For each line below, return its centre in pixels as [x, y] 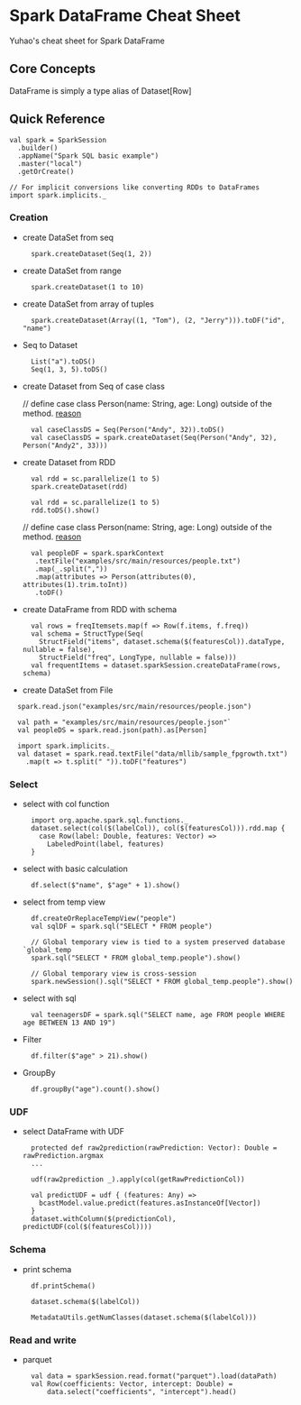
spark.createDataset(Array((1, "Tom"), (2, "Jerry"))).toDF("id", [158, 320]
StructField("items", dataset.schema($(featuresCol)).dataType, [162, 641]
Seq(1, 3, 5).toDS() [69, 369]
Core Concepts [53, 69]
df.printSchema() [64, 1286]
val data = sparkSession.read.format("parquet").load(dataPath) [154, 1376]
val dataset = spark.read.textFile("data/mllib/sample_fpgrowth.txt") [153, 754]
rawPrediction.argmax [63, 1156]
